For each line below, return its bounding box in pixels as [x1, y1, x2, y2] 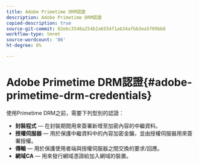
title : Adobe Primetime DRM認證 [6, 8, 86, 15]
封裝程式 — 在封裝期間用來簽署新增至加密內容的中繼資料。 [14, 122, 161, 129]
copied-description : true [6, 20, 71, 26]
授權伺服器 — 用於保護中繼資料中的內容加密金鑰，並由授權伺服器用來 [14, 129, 188, 137]
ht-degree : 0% [6, 43, 42, 49]
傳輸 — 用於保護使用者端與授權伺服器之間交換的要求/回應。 [14, 145, 163, 152]
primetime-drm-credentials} [6, 89, 153, 102]
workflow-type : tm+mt [6, 31, 61, 37]
